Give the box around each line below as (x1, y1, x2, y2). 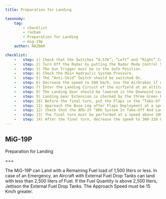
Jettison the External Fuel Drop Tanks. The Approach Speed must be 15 (5, 183, 151, 189)
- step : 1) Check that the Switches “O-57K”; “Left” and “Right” (14, 57, 156, 62)
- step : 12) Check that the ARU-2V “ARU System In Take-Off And (14, 108, 154, 113)
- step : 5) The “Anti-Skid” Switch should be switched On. (14, 76, 142, 80)
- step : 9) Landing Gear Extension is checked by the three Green (14, 94, 158, 99)
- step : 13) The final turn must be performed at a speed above (14, 112, 154, 118)
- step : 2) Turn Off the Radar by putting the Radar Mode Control (14, 62, 158, 67)
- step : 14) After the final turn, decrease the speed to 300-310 (14, 117, 158, 122)
